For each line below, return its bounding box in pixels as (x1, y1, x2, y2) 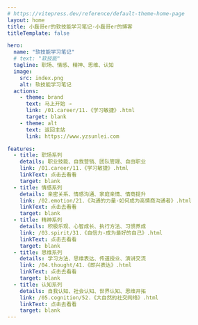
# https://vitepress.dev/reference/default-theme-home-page (7, 10, 185, 17)
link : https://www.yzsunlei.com (25, 133, 119, 140)
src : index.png (19, 74, 64, 81)
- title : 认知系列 (13, 281, 63, 288)
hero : (7, 42, 23, 49)
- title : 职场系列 (13, 152, 63, 159)
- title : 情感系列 (13, 184, 63, 191)
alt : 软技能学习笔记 (19, 81, 72, 88)
